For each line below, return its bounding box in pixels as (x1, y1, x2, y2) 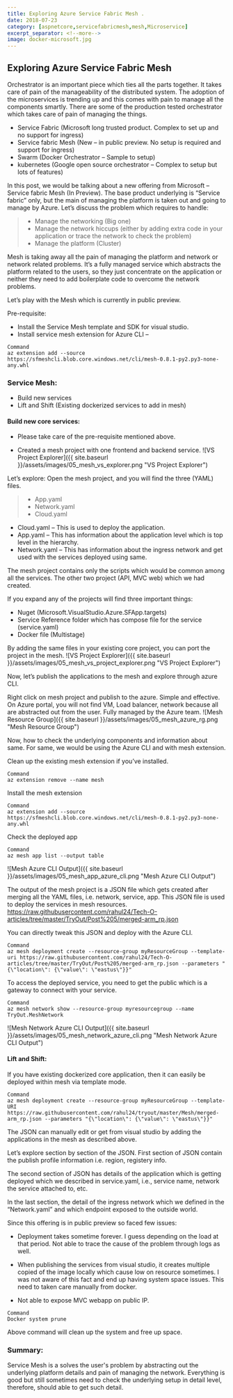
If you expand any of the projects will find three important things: (7, 595, 193, 603)
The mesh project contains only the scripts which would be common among (7, 567, 225, 575)
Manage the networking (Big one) (34, 217, 131, 225)
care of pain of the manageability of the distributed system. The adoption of (7, 88, 225, 96)
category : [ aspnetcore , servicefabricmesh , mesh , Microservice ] (7, 23, 188, 30)
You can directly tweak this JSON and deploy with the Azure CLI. (7, 929, 193, 937)
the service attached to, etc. (7, 1184, 88, 1193)
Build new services (17, 394, 72, 402)
